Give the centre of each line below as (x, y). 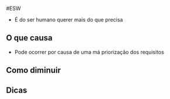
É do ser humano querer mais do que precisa (69, 20)
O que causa (29, 38)
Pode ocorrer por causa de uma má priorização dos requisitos (89, 52)
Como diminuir (34, 70)
